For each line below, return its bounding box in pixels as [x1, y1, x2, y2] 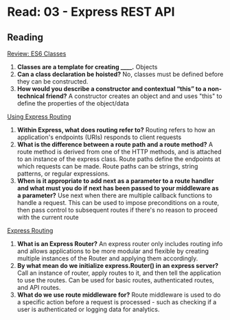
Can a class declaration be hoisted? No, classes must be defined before [16, 70, 224, 78]
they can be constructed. [16, 77, 89, 86]
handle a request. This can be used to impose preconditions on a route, [16, 199, 220, 206]
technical [16, 92, 45, 100]
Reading [7, 32, 43, 43]
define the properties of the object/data [16, 99, 129, 107]
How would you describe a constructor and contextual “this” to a [16, 85, 207, 93]
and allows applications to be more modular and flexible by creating [16, 247, 209, 255]
